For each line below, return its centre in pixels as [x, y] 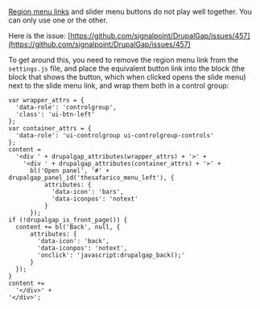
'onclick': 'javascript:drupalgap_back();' [111, 255]
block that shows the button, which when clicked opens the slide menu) [128, 77]
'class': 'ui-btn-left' [55, 114]
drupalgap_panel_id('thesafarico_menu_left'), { [91, 178]
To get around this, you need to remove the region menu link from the [124, 60]
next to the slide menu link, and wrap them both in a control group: [119, 85]
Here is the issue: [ [39, 36]
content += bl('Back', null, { [68, 227]
